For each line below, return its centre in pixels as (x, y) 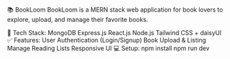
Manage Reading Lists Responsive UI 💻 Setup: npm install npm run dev (108, 48)
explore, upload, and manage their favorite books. (78, 20)
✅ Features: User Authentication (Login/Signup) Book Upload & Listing (107, 40)
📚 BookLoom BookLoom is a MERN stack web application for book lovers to (115, 10)
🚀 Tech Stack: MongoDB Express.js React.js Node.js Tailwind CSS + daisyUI (114, 33)
